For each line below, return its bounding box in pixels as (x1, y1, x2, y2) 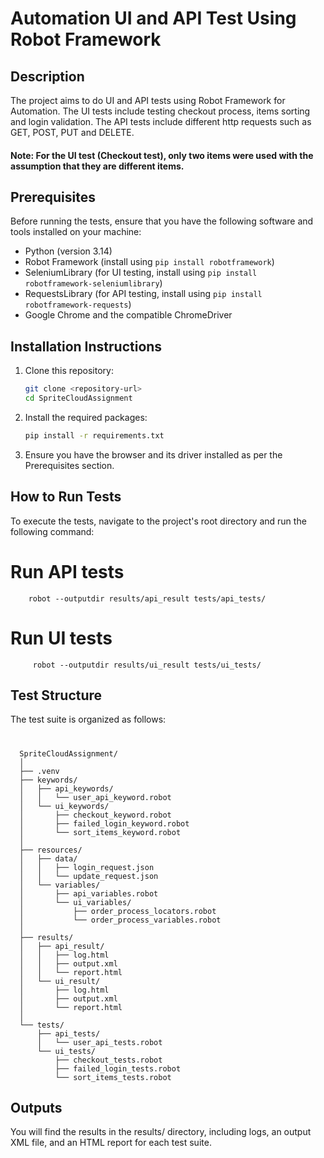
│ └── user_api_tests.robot (36, 1037, 163, 1047)
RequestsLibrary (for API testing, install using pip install (24, 288, 263, 300)
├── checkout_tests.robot (54, 1055, 163, 1065)
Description (10, 68, 85, 85)
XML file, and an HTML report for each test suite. (10, 1137, 212, 1149)
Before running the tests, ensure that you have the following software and (10, 215, 314, 227)
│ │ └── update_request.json (19, 871, 159, 881)
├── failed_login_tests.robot (54, 1063, 182, 1074)
